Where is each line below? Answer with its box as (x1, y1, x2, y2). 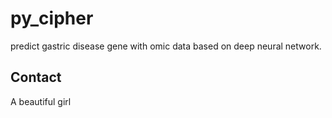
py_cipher (10, 7, 94, 30)
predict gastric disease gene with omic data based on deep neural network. (10, 40, 322, 52)
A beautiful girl (10, 95, 72, 107)
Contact (10, 69, 62, 86)
